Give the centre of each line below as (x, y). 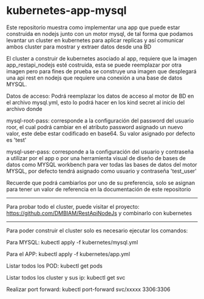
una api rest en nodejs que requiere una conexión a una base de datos (94, 78)
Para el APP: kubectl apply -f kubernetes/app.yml (68, 254)
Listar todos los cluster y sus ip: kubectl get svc (66, 277)
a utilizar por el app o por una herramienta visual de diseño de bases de (96, 158)
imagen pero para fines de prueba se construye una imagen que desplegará (101, 71)
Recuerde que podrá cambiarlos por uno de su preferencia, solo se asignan (101, 183)
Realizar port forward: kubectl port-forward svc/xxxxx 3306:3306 (89, 289)
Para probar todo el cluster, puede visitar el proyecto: (73, 206)
